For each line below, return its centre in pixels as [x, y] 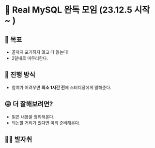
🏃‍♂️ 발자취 [18, 140]
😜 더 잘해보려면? [29, 104]
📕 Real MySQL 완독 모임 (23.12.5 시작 [77, 10]
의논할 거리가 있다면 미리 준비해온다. [46, 123]
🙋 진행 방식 [20, 75]
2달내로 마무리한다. [30, 58]
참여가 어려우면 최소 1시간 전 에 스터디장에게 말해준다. [62, 87]
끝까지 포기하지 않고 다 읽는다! [40, 52]
